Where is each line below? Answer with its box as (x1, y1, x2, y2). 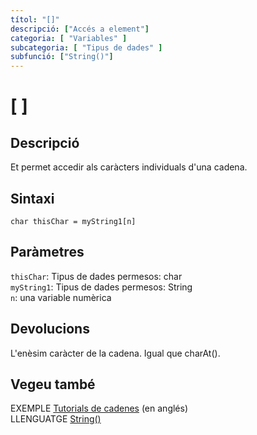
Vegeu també (10, 376, 96, 393)
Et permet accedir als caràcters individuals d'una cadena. (10, 161, 248, 173)
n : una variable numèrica (10, 291, 112, 303)
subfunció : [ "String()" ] (10, 52, 114, 62)
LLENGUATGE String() (10, 413, 102, 425)
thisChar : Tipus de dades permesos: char (10, 270, 183, 282)
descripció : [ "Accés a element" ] (10, 24, 150, 34)
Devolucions (10, 321, 90, 338)
